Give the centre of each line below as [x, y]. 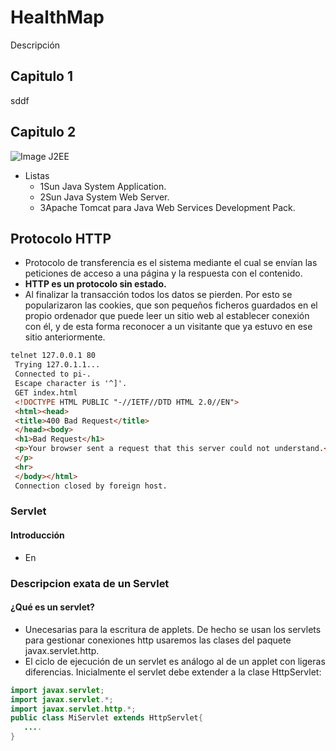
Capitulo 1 [42, 76]
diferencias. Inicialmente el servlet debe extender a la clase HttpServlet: [173, 672]
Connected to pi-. [53, 374]
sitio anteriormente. [65, 337]
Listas [37, 175]
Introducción [37, 535]
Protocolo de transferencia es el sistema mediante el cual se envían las [171, 263]
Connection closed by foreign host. [91, 486]
